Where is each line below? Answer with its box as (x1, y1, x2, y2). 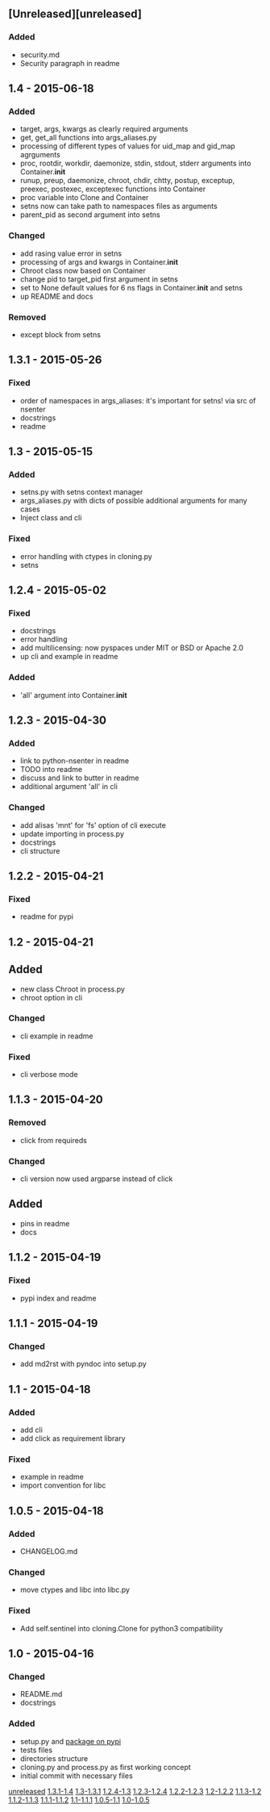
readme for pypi (19, 912, 74, 921)
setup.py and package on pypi (19, 1736, 122, 1746)
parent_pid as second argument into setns (19, 210, 160, 219)
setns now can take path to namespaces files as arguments (19, 202, 218, 211)
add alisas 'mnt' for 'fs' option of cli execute (19, 820, 167, 830)
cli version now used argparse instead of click (19, 1174, 173, 1184)
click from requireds (19, 1135, 87, 1145)
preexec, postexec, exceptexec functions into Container (19, 184, 206, 194)
